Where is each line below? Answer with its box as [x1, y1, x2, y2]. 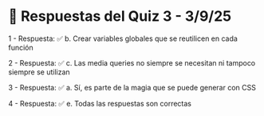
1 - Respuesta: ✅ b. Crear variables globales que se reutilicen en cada [8, 34, 238, 43]
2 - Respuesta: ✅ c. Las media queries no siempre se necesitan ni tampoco [8, 58, 256, 67]
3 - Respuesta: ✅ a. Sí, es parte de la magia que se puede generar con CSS [8, 82, 257, 92]
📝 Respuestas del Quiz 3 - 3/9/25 [8, 7, 232, 26]
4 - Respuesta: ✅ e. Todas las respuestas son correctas [8, 98, 191, 108]
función [8, 42, 33, 52]
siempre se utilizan [8, 67, 70, 77]
